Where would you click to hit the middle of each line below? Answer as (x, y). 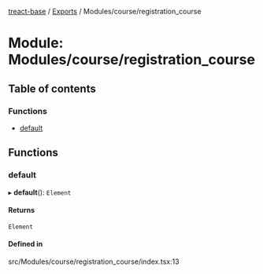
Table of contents (52, 88)
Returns (22, 210)
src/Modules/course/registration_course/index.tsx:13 (94, 261)
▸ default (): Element (40, 192)
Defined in (26, 244)
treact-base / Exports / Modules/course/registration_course (105, 11)
